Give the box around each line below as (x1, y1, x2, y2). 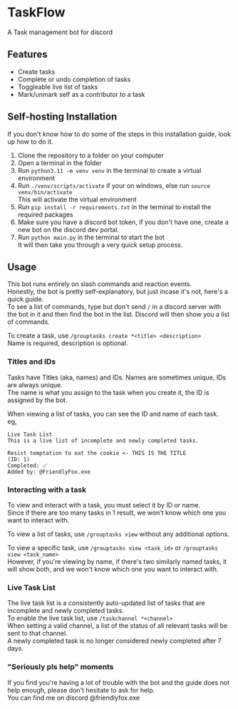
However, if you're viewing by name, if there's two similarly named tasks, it (7, 557, 227, 566)
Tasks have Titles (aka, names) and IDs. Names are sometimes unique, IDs (7, 373, 227, 382)
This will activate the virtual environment (17, 195, 137, 204)
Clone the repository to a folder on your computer (17, 151, 164, 159)
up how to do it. (7, 137, 53, 146)
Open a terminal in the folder (17, 158, 102, 167)
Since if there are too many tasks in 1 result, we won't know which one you (7, 508, 227, 517)
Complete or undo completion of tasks (17, 75, 131, 83)
